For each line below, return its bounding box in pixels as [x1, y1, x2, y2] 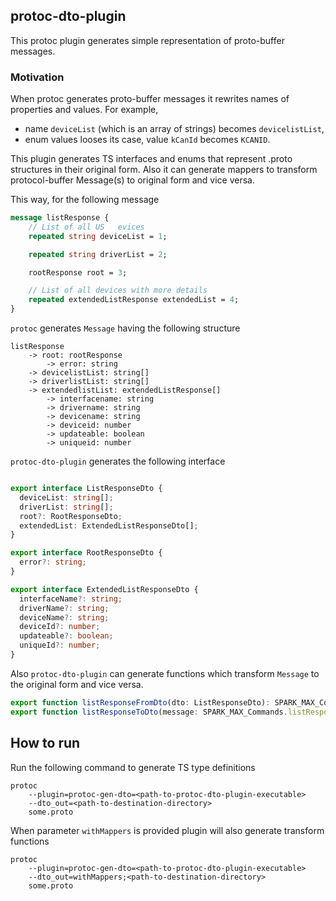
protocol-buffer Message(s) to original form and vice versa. [10, 174, 256, 186]
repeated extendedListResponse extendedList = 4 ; [28, 295, 240, 305]
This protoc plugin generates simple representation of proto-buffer [10, 34, 285, 46]
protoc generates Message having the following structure [10, 322, 241, 334]
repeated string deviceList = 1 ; [28, 231, 168, 241]
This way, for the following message [10, 194, 160, 206]
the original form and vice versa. [10, 678, 144, 690]
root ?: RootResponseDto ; [19, 511, 123, 521]
